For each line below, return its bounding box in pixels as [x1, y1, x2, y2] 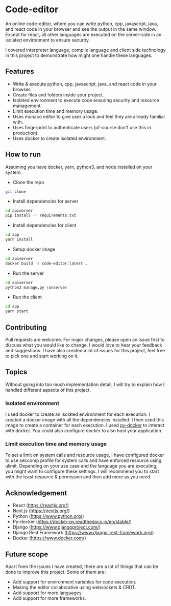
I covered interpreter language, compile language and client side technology [5, 47, 166, 53]
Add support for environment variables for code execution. [12, 579, 137, 585]
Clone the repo [12, 179, 44, 185]
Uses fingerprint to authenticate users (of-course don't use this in [12, 124, 152, 130]
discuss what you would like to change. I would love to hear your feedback [5, 342, 162, 348]
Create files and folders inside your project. [12, 91, 104, 98]
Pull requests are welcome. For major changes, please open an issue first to [5, 337, 165, 342]
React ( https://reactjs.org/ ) [12, 502, 69, 509]
